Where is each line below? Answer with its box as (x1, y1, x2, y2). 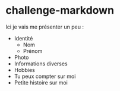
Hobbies (14, 66, 35, 73)
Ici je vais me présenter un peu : (5, 23, 84, 30)
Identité (14, 34, 33, 42)
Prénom (23, 47, 43, 54)
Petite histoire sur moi (14, 79, 68, 86)
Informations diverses (14, 60, 68, 67)
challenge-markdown (5, 4, 114, 17)
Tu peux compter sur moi (14, 73, 76, 80)
